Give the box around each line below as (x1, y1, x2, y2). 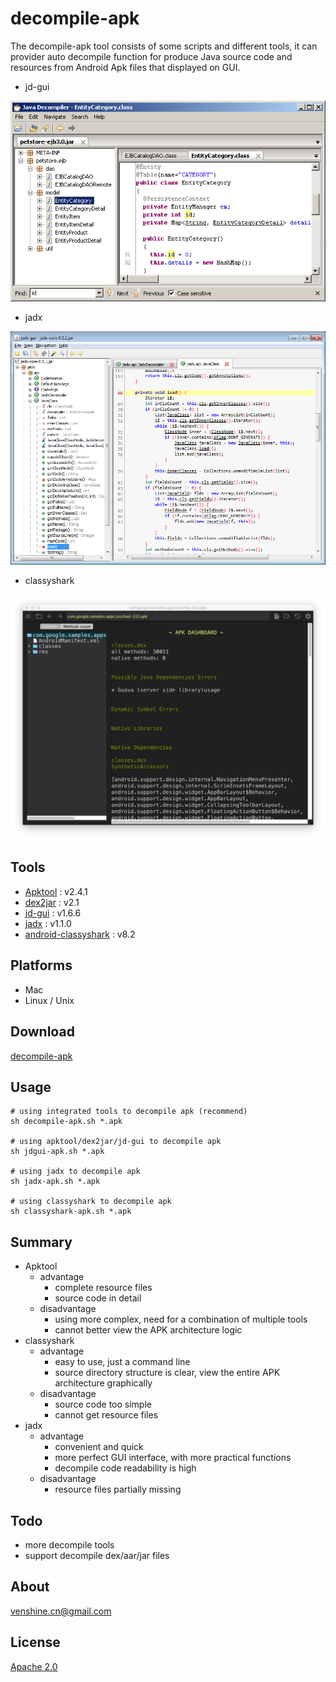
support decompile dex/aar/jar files (24, 1549, 170, 1561)
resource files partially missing (54, 1483, 182, 1496)
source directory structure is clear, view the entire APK (54, 1367, 281, 1379)
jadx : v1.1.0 (24, 917, 72, 929)
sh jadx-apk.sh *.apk (10, 1177, 101, 1187)
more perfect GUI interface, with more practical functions (54, 1452, 292, 1464)
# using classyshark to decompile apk (10, 1197, 172, 1207)
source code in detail (54, 1292, 142, 1304)
